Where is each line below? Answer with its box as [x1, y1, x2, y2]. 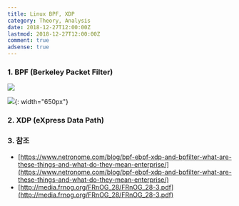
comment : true [7, 37, 50, 44]
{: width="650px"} [14, 98, 69, 106]
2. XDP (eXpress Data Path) [7, 115, 105, 125]
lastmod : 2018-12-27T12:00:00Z [7, 30, 101, 38]
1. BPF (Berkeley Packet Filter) [7, 67, 113, 77]
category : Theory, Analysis [7, 17, 91, 24]
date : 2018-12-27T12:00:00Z [7, 24, 91, 31]
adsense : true [7, 43, 50, 51]
